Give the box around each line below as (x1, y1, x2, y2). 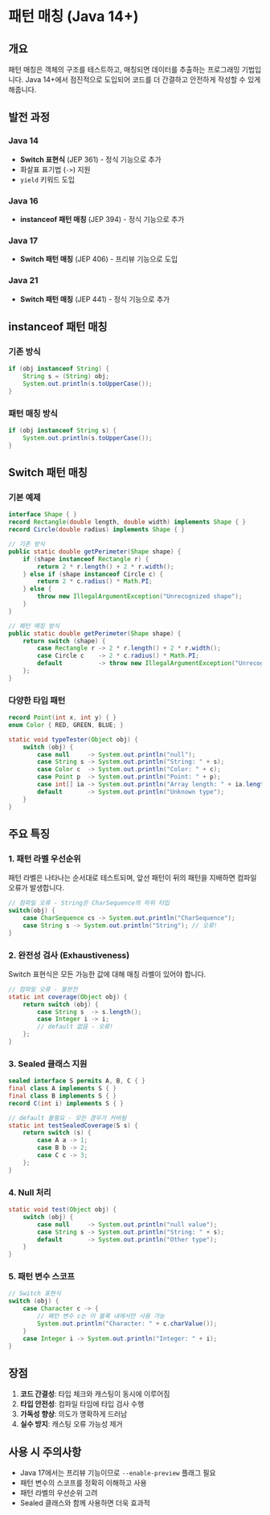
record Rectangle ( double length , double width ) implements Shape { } (8, 518, 247, 527)
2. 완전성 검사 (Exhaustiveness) (8, 950, 130, 961)
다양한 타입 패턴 (8, 695, 66, 706)
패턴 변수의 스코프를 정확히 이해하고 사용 (19, 1478, 147, 1488)
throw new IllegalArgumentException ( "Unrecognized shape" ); (37, 593, 243, 601)
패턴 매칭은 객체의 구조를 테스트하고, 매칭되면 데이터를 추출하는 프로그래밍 (8, 65, 240, 74)
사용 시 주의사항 (8, 1445, 82, 1459)
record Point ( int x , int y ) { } (8, 713, 117, 722)
